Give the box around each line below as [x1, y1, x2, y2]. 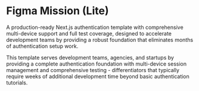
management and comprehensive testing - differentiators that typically [6, 66, 180, 73]
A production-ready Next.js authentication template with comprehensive [6, 24, 184, 31]
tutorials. [6, 79, 28, 86]
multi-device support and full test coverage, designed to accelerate [6, 30, 172, 37]
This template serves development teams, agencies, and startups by [6, 54, 175, 61]
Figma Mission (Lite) [6, 4, 109, 18]
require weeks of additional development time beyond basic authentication [6, 73, 189, 80]
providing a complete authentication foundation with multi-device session [6, 60, 186, 67]
